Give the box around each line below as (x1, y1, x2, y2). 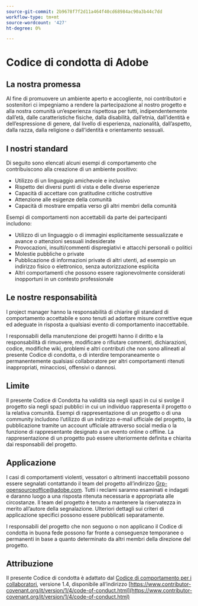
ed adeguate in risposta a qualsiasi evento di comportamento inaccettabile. (6, 321, 189, 328)
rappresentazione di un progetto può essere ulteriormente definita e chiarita (6, 434, 191, 441)
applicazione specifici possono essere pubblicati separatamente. (6, 511, 164, 518)
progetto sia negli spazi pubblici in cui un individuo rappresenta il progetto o (6, 403, 191, 410)
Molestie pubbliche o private (14, 250, 85, 257)
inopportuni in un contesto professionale (14, 276, 114, 283)
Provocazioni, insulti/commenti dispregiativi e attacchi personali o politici (14, 244, 193, 252)
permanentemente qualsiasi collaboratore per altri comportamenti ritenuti (6, 357, 185, 365)
